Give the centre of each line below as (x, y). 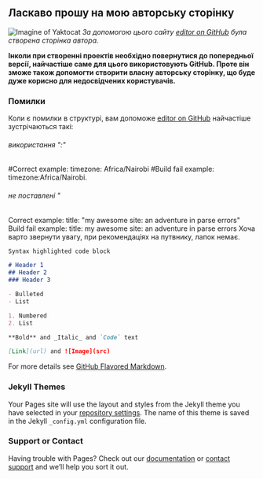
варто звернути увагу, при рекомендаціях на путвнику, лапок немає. (124, 236)
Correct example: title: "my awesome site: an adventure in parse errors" (124, 220)
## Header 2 (27, 273)
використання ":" (37, 144)
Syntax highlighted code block (59, 251)
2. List (21, 323)
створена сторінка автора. (54, 40)
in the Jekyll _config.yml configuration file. (77, 421)
